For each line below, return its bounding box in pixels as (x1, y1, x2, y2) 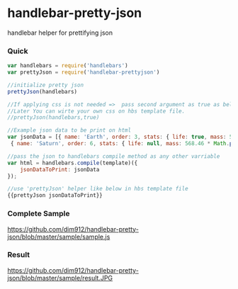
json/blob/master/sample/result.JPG (7, 273, 113, 282)
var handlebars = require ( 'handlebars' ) (7, 62, 129, 69)
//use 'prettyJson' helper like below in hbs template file (7, 186, 189, 193)
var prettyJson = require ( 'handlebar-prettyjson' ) (7, 69, 160, 76)
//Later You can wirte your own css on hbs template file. (7, 108, 186, 115)
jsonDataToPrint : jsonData (20, 166, 100, 173)
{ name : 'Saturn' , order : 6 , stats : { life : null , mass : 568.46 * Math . (10, 140, 230, 147)
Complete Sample (7, 209, 70, 219)
